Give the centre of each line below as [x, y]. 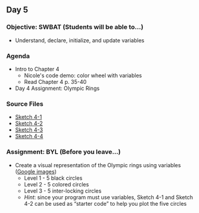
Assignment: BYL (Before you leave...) [64, 152]
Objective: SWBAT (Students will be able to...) [75, 27]
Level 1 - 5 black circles [53, 178]
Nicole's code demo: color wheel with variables [83, 75]
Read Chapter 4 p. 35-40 [55, 81]
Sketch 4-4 [29, 136]
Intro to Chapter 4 [37, 69]
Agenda [18, 56]
